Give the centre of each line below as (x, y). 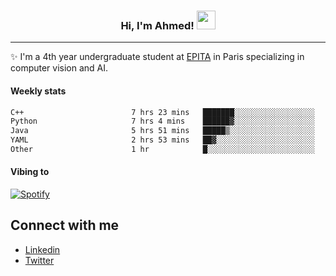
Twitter (39, 260)
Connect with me (65, 225)
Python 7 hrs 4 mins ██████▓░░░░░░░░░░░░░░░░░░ (162, 121)
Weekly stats (38, 91)
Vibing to (30, 172)
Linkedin (42, 249)
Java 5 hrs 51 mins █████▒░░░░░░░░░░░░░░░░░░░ (162, 131)
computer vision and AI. (59, 68)
